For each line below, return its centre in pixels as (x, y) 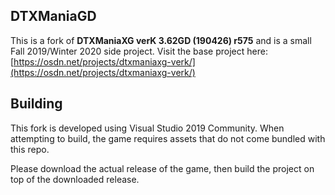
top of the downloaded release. (75, 179)
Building (36, 104)
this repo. (30, 149)
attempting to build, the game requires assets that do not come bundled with (168, 138)
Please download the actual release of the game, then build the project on (162, 168)
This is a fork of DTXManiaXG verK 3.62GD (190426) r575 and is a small (161, 40)
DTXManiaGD (53, 16)
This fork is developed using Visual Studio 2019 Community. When (147, 128)
